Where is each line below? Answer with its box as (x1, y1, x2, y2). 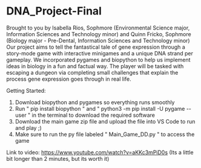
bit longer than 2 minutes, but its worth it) (6, 155, 110, 162)
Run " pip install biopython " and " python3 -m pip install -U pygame (15, 105, 185, 112)
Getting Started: (6, 87, 47, 94)
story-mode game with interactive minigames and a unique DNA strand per (6, 49, 194, 57)
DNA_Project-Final (6, 4, 102, 18)
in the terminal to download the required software (31, 111, 156, 119)
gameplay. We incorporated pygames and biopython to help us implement (6, 56, 191, 63)
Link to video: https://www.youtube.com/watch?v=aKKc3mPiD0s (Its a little (6, 149, 194, 156)
